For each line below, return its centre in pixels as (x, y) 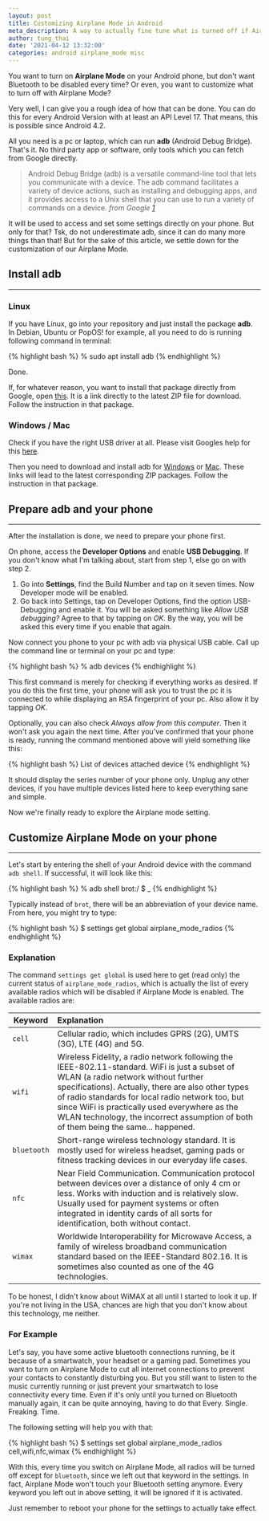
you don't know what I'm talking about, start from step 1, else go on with (127, 560)
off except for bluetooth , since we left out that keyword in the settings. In (129, 1475)
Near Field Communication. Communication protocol (156, 1173)
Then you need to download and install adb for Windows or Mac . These (126, 467)
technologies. (82, 1277)
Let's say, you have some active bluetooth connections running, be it (122, 1352)
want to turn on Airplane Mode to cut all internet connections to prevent (126, 1368)
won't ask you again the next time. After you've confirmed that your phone (131, 732)
